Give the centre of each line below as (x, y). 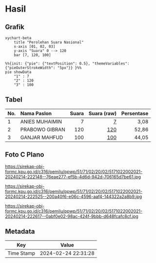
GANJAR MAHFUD (42, 137)
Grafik (15, 27)
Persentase (135, 113)
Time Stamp (21, 253)
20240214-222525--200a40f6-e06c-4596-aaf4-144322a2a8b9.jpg (74, 196)
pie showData (18, 72)
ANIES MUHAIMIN (41, 122)
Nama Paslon (36, 113)
